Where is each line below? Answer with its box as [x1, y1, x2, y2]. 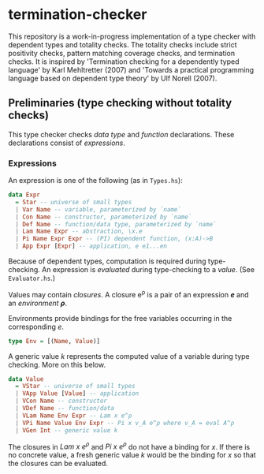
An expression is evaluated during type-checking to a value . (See [42, 265, 255, 274]
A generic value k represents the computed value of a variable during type [8, 351, 250, 360]
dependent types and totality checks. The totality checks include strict [8, 39, 237, 49]
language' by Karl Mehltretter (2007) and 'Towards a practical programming [8, 65, 255, 74]
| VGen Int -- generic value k [15, 426, 118, 435]
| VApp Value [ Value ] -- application [15, 390, 139, 397]
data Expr [8, 191, 41, 199]
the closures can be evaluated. [8, 459, 109, 468]
